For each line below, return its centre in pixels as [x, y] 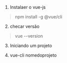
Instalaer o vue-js [28, 7]
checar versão [25, 26]
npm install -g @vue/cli [38, 17]
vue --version [29, 36]
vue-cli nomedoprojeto [33, 55]
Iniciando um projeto [31, 46]
